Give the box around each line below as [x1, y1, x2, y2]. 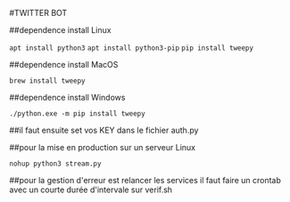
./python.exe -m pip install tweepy [9, 109, 145, 118]
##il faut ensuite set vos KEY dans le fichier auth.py [9, 125, 199, 135]
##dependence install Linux [9, 25, 112, 35]
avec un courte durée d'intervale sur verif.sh [9, 184, 172, 195]
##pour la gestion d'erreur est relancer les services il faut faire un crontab [9, 175, 281, 185]
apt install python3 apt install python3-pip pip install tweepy [9, 44, 254, 53]
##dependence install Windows [9, 93, 126, 102]
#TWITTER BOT [9, 8, 68, 18]
